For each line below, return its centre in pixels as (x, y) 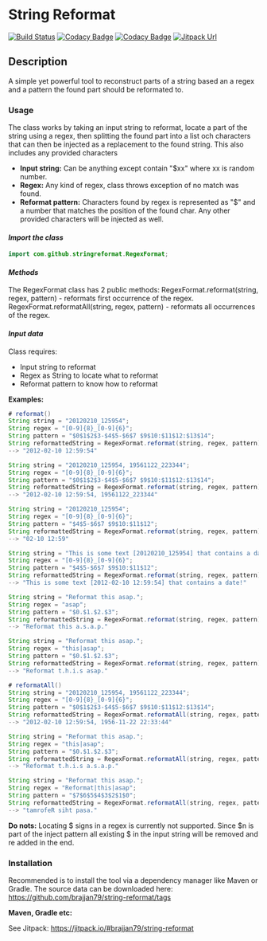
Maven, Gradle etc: (41, 912)
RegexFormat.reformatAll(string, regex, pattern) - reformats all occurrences (132, 307)
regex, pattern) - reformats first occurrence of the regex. (101, 298)
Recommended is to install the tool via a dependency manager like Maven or (133, 880)
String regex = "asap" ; (48, 604)
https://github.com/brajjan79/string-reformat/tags (90, 897)
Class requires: (33, 351)
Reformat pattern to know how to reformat (89, 383)
